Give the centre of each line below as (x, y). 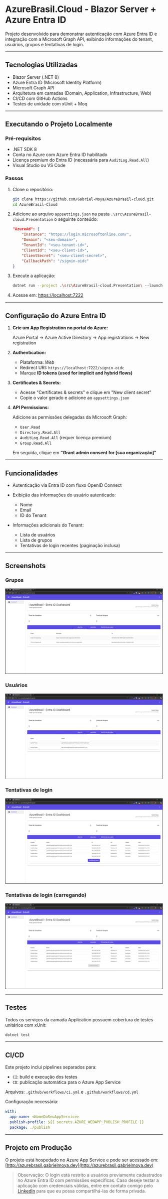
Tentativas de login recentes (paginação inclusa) (70, 545)
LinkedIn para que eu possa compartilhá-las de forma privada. (82, 1191)
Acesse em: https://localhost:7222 (48, 295)
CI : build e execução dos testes (45, 1077)
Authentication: (29, 353)
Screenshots (25, 566)
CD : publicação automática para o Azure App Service (66, 1082)
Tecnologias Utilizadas (41, 65)
